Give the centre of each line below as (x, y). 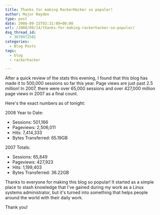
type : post (16, 19)
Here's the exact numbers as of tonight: (45, 103)
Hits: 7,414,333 (27, 133)
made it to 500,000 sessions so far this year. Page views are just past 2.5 (79, 83)
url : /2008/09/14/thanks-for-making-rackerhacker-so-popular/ (70, 28)
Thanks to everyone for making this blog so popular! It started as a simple (80, 182)
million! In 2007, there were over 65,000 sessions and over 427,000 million (80, 88)
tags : (11, 51)
